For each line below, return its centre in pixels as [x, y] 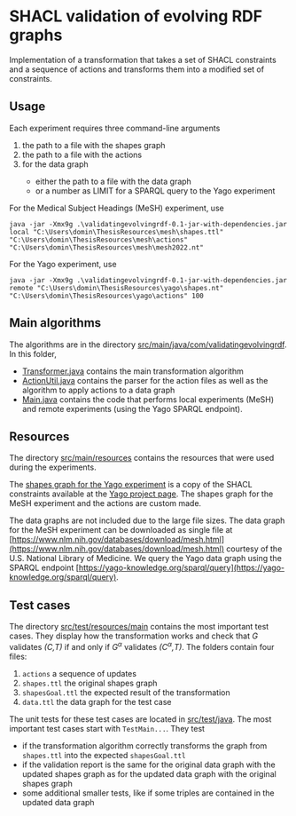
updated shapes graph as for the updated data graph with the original [149, 773]
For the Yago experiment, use [63, 264]
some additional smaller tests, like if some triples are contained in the [148, 793]
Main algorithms [55, 323]
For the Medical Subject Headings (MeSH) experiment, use [117, 208]
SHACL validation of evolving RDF [136, 16]
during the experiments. [53, 467]
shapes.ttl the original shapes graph [90, 683]
